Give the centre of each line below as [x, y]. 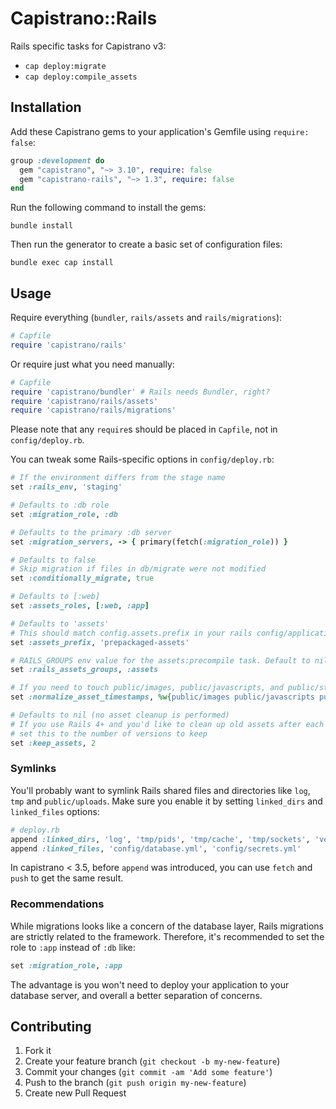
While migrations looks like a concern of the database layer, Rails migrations [167, 926]
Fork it [38, 1051]
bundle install [42, 226]
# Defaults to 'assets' [60, 623]
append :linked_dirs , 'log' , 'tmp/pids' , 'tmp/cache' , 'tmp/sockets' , [160, 839]
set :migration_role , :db [64, 514]
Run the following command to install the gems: [108, 208]
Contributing [51, 1027]
